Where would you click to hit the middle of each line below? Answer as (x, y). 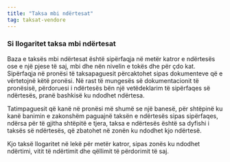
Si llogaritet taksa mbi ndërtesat (61, 44)
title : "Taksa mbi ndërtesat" (50, 13)
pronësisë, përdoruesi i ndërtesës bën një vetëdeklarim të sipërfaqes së (109, 88)
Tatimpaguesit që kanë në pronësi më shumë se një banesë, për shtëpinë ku (115, 108)
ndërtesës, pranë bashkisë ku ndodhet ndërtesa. (76, 95)
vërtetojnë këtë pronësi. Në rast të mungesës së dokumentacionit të (103, 80)
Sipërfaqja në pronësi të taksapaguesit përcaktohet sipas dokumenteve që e (115, 73)
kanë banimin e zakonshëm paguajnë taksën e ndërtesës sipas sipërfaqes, (113, 116)
